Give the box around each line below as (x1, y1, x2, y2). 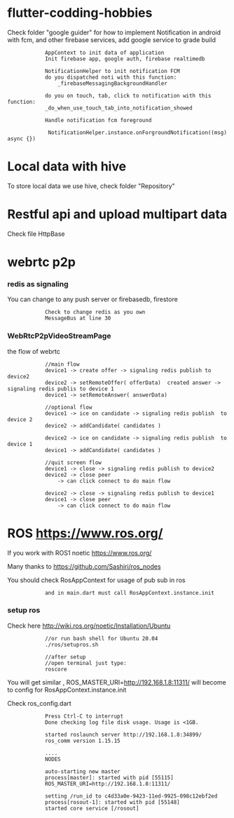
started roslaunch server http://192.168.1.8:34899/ (44, 731, 202, 738)
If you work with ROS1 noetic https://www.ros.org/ (7, 548, 152, 557)
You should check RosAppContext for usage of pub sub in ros (7, 576, 186, 584)
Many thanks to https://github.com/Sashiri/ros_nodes (7, 562, 161, 570)
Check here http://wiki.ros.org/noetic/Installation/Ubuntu (7, 621, 171, 630)
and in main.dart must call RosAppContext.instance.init (44, 589, 215, 596)
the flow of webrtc (7, 347, 61, 355)
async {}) (7, 135, 36, 142)
